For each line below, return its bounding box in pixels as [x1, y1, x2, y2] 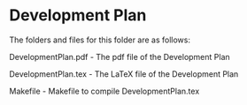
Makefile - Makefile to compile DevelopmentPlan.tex [9, 86, 200, 96]
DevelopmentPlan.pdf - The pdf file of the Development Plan [9, 51, 230, 62]
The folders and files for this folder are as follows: [9, 34, 191, 45]
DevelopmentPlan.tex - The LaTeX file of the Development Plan [9, 68, 239, 79]
